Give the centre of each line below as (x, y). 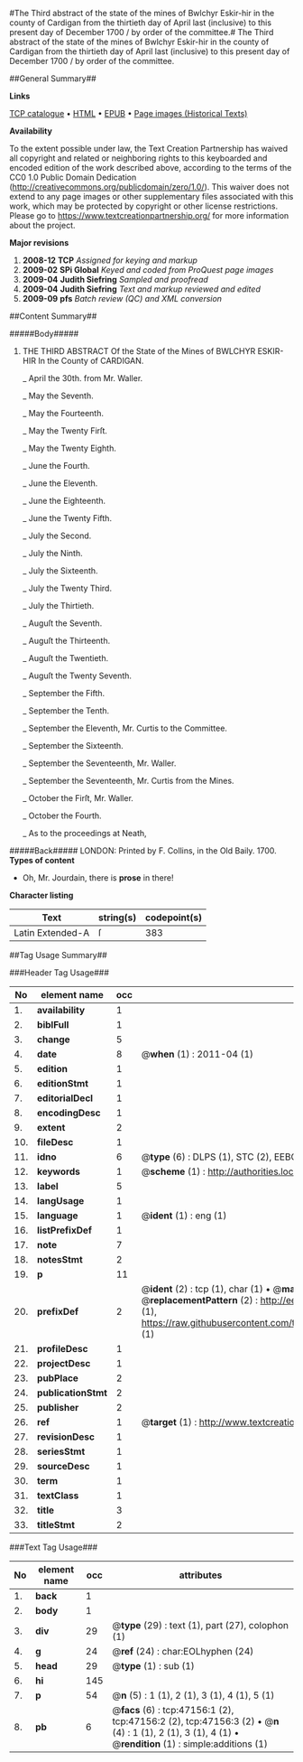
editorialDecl (65, 1098)
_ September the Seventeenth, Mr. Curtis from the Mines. (128, 781)
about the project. (42, 225)
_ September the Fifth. (64, 693)
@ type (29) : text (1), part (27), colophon (201, 1625)
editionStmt (63, 1083)
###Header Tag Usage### (60, 973)
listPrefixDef (65, 1230)
